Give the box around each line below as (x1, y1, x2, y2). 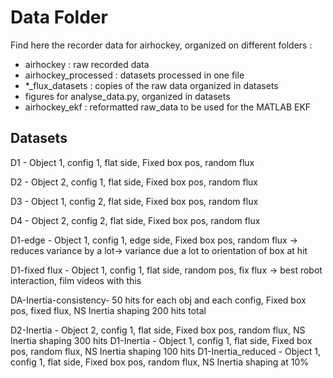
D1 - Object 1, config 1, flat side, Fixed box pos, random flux (10, 156, 255, 168)
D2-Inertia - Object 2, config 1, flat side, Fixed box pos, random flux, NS (10, 324, 306, 336)
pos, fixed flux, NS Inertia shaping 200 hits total (10, 304, 207, 316)
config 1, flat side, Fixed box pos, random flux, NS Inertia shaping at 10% (10, 356, 309, 368)
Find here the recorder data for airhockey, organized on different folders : (10, 39, 313, 51)
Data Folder (10, 6, 108, 29)
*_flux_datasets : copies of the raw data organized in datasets (24, 79, 279, 91)
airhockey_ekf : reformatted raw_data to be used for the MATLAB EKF (24, 101, 312, 113)
